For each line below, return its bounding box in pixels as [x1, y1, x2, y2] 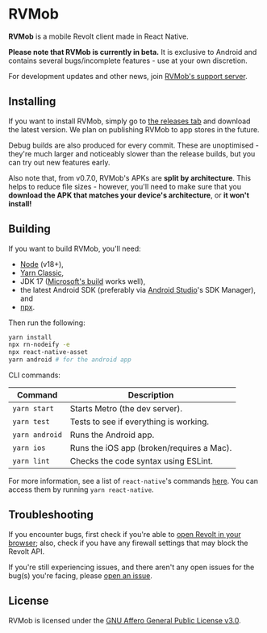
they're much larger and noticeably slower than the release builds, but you [8, 148, 256, 158]
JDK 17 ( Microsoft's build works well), [19, 276, 146, 286]
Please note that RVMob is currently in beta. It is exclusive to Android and [8, 47, 257, 56]
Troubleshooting [8, 508, 94, 522]
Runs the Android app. [69, 429, 155, 440]
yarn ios [12, 444, 46, 452]
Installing [8, 94, 56, 109]
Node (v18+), [19, 259, 65, 269]
